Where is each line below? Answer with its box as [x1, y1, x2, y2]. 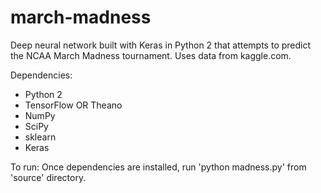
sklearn [24, 131, 57, 143]
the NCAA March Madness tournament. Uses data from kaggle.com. [10, 49, 292, 61]
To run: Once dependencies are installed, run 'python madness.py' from [10, 161, 307, 173]
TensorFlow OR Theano [24, 99, 123, 111]
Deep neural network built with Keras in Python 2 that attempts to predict [10, 39, 312, 51]
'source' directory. [10, 171, 87, 183]
